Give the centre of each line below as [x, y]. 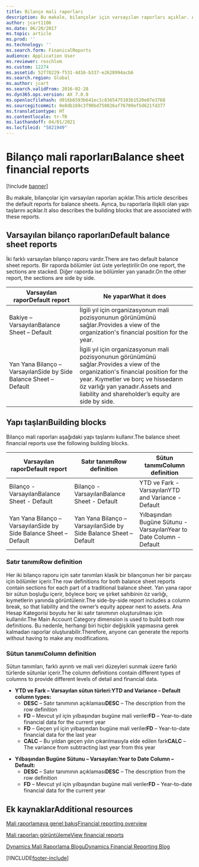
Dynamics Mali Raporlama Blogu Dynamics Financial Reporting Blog [88, 846]
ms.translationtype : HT [36, 111]
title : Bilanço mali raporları [45, 12]
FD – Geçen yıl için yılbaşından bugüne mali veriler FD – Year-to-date [107, 729]
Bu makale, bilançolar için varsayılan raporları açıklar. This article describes [97, 197]
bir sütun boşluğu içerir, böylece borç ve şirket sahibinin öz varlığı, [87, 594]
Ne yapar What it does [135, 296]
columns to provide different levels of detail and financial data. [82, 679]
